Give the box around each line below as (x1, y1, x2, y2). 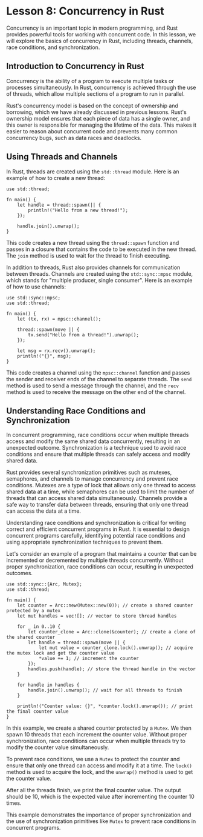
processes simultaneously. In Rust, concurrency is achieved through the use (6, 84, 196, 91)
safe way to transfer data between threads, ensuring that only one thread (6, 501, 188, 509)
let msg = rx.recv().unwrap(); (17, 347, 96, 354)
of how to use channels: (6, 283, 66, 290)
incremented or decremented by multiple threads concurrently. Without (6, 556, 184, 564)
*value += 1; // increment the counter (38, 656, 139, 662)
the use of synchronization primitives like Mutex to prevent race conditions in (6, 818, 196, 825)
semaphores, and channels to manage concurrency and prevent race (6, 475, 178, 482)
